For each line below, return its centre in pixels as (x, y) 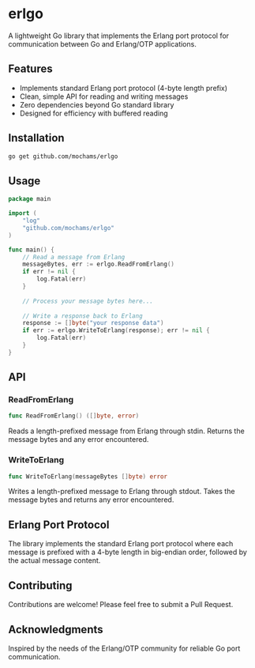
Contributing (40, 585)
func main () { (32, 250)
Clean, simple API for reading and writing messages (104, 96)
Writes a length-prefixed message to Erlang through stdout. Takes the (122, 492)
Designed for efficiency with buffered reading (94, 113)
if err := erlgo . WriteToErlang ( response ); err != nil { (116, 330)
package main (30, 199)
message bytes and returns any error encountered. (91, 500)
